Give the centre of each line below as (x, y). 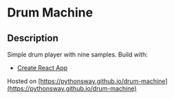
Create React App (42, 68)
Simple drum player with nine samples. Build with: (77, 54)
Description (33, 38)
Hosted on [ (24, 81)
